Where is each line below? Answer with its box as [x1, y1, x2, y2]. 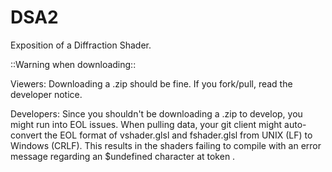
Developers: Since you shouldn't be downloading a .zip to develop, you [10, 107, 303, 120]
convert [10, 129, 43, 141]
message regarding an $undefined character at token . [10, 150, 236, 162]
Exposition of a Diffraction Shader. [10, 39, 152, 51]
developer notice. [10, 88, 83, 100]
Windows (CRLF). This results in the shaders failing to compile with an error [10, 139, 322, 151]
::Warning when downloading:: [10, 58, 137, 70]
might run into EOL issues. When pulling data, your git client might [10, 118, 283, 130]
